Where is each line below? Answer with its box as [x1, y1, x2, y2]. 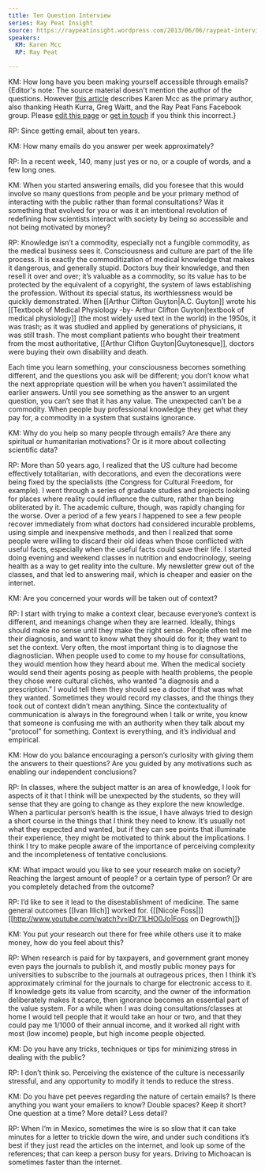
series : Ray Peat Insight [8, 19, 93, 27]
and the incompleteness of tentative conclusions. [8, 850, 168, 859]
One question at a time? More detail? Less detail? [8, 1109, 168, 1118]
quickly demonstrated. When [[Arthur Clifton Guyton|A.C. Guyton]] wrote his [8, 297, 256, 306]
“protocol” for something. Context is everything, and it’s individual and [8, 727, 237, 736]
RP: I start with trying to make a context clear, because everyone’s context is [8, 609, 256, 618]
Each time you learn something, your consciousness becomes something [8, 363, 246, 372]
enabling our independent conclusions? [8, 767, 136, 776]
